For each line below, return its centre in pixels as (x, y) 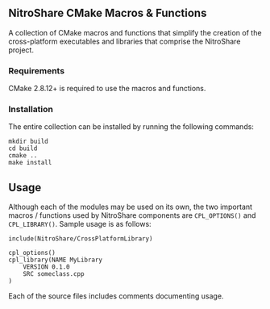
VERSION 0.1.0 (46, 267)
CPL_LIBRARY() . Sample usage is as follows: (80, 224)
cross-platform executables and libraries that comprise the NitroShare (125, 41)
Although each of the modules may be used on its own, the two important (130, 207)
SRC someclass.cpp (54, 274)
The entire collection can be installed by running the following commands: (131, 127)
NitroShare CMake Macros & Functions (108, 13)
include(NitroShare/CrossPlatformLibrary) (81, 239)
